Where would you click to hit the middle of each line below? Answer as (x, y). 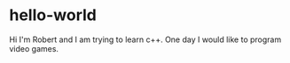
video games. (34, 48)
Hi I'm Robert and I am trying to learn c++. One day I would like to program (145, 39)
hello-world (53, 15)
